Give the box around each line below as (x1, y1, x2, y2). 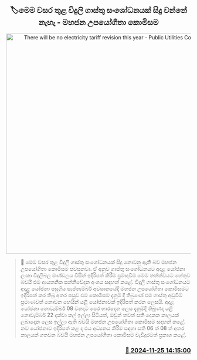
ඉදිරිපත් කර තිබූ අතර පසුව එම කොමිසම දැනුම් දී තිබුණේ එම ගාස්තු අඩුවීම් (20, 291, 183, 298)
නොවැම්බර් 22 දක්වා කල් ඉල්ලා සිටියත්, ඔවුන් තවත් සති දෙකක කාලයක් (20, 311, 179, 318)
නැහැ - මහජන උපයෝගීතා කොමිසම (38, 18, 159, 28)
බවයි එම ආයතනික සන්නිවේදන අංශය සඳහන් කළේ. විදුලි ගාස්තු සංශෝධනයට (20, 278, 191, 285)
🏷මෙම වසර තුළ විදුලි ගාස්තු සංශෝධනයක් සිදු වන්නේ (9, 5, 188, 15)
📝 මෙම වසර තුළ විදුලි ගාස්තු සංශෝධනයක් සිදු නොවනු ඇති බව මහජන (20, 258, 177, 265)
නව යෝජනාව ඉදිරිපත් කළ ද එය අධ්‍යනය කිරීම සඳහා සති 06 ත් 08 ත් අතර (20, 324, 185, 331)
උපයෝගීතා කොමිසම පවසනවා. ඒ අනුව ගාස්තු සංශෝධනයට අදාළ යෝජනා (20, 265, 186, 272)
